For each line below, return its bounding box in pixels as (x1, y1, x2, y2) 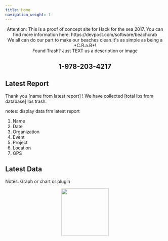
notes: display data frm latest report (5, 108, 80, 114)
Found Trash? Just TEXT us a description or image (32, 48, 138, 54)
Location (12, 145, 31, 151)
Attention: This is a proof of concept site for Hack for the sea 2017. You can (7, 26, 163, 32)
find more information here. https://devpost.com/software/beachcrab (13, 31, 157, 37)
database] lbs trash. (5, 98, 47, 104)
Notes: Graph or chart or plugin (5, 178, 71, 184)
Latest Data (5, 165, 42, 174)
